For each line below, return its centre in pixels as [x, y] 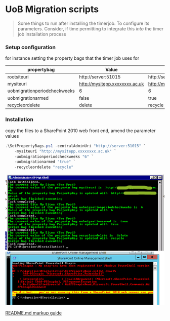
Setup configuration [30, 47]
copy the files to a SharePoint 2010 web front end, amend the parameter [80, 131]
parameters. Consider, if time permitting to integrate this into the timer [90, 28]
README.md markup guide [34, 313]
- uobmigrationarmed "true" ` [45, 162]
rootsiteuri [18, 76]
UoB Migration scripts [52, 9]
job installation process [42, 34]
